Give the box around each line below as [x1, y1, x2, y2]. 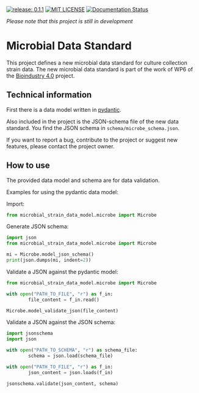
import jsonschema [6, 330, 53, 337]
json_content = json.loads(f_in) [28, 369, 114, 375]
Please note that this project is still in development [6, 18, 133, 24]
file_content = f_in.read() [28, 297, 99, 303]
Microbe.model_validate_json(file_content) [6, 308, 119, 314]
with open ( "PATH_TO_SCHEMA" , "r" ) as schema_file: [6, 347, 138, 353]
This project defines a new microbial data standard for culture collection [6, 59, 188, 67]
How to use [6, 160, 50, 171]
